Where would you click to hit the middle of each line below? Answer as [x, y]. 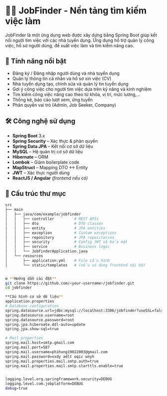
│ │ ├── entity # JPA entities [55, 228]
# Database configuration [32, 306]
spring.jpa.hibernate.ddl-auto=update [45, 324]
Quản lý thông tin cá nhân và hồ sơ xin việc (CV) [62, 78]
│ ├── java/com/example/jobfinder [43, 214]
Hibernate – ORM [30, 157]
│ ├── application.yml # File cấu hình [58, 260]
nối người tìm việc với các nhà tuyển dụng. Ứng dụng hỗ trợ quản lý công [80, 40]
